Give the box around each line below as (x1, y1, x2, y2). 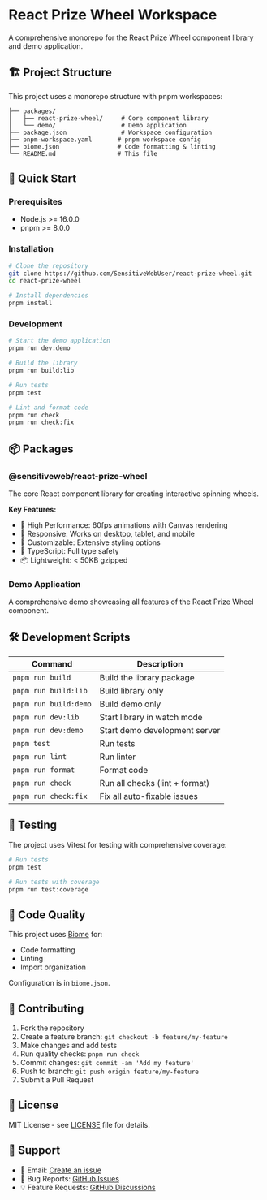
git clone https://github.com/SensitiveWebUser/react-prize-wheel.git (8, 270, 252, 278)
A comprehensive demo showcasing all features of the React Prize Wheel (8, 597, 254, 606)
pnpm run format (12, 766, 75, 775)
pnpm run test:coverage (8, 885, 89, 894)
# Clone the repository (8, 261, 89, 270)
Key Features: (8, 504, 57, 514)
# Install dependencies (8, 291, 89, 300)
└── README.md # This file (8, 149, 158, 158)
